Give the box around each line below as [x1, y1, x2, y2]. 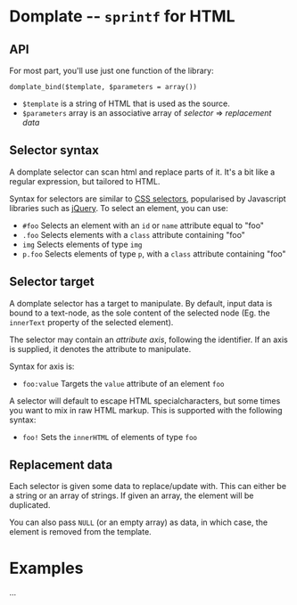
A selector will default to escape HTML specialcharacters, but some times [9, 395, 281, 406]
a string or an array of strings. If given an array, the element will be [9, 490, 254, 501]
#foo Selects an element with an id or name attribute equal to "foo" [21, 220, 265, 231]
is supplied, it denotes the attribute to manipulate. [9, 343, 192, 354]
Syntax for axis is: [9, 361, 75, 372]
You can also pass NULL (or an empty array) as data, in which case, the [9, 517, 268, 527]
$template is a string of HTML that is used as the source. [21, 98, 230, 109]
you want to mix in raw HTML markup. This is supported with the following [9, 405, 283, 415]
